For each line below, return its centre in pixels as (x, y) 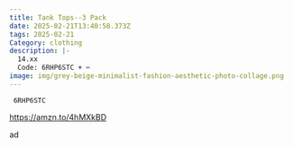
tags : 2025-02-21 (42, 34)
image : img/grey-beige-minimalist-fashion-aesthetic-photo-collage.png (146, 76)
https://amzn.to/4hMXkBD (58, 117)
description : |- (40, 51)
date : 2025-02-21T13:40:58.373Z (70, 26)
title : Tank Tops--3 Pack (58, 17)
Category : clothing (46, 43)
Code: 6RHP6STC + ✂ (54, 68)
